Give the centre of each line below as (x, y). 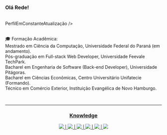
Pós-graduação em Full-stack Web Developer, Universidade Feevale (75, 57)
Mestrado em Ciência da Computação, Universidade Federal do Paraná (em (83, 46)
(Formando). (18, 83)
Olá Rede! (17, 7)
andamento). (18, 51)
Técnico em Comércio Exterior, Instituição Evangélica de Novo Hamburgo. (81, 88)
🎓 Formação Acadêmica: (32, 39)
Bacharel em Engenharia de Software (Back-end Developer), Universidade (81, 67)
